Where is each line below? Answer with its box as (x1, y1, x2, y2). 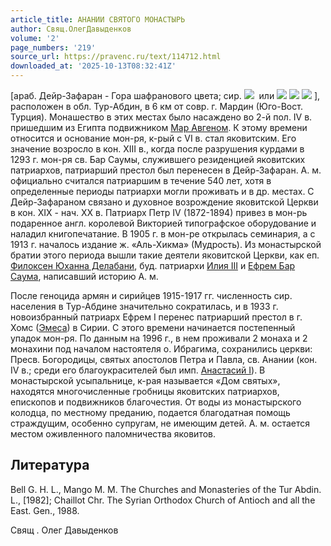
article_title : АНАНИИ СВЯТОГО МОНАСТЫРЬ (10, 14, 186, 25)
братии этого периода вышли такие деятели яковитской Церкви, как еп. (10, 249, 320, 261)
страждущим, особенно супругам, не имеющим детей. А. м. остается (10, 417, 311, 429)
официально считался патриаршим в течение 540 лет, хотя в (10, 175, 272, 186)
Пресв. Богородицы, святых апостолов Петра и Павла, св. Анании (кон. (10, 354, 318, 365)
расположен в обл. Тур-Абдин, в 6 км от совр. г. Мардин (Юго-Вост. (10, 101, 303, 112)
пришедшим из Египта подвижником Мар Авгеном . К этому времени (10, 122, 308, 133)
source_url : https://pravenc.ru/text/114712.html (10, 52, 222, 62)
